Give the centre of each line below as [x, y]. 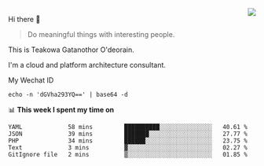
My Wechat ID [31, 80]
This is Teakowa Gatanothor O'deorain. [71, 50]
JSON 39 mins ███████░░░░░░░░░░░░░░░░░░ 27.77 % [128, 134]
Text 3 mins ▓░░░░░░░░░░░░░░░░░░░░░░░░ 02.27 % [128, 148]
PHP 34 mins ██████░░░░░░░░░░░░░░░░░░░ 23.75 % [128, 141]
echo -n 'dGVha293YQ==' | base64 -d [68, 94]
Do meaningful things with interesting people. [101, 34]
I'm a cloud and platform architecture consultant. [87, 65]
